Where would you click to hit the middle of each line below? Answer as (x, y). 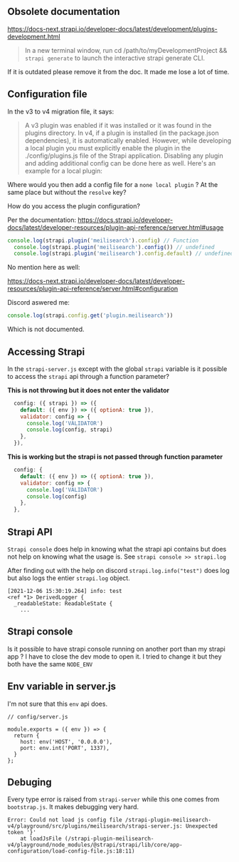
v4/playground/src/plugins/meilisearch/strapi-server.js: (95, 826)
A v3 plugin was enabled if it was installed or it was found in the (118, 125)
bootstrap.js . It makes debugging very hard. (73, 807)
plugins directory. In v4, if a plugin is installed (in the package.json (122, 133)
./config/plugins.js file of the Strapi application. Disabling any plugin (124, 156)
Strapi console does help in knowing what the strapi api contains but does (117, 549)
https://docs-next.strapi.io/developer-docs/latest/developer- (96, 281)
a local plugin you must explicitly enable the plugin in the (108, 148)
